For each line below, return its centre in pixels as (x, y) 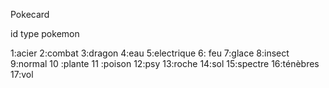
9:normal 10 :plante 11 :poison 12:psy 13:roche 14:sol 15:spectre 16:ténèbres (165, 63)
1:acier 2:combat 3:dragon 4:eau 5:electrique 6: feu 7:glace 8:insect (150, 53)
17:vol (22, 74)
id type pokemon (45, 33)
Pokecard (30, 14)
